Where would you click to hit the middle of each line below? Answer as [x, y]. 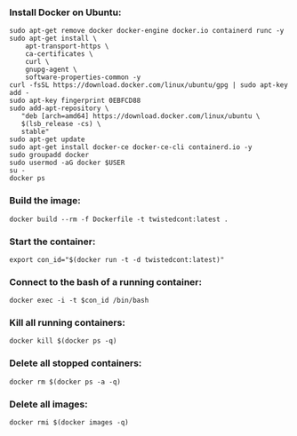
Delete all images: [48, 404]
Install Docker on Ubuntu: [65, 12]
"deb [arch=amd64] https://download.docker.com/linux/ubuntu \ [140, 116]
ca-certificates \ [59, 54]
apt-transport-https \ [67, 46]
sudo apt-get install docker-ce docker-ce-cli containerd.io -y [131, 147]
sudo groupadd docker [49, 155]
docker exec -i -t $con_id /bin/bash [79, 301]
